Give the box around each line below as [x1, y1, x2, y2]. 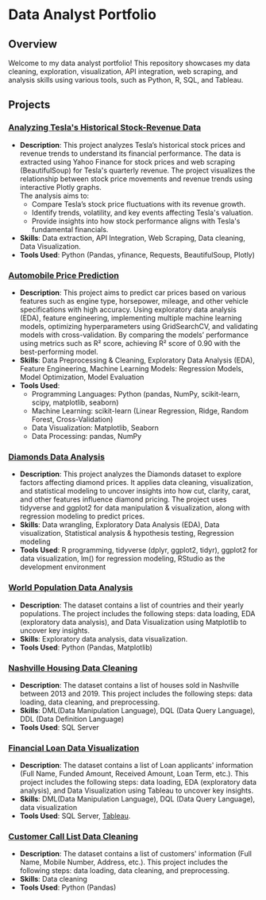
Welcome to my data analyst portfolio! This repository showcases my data [8, 58, 250, 68]
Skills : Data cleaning [19, 875, 87, 884]
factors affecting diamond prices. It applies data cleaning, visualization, [19, 478, 253, 487]
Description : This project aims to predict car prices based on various [19, 288, 246, 297]
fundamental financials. [31, 224, 109, 234]
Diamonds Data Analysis [8, 451, 106, 462]
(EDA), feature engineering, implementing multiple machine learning [19, 312, 242, 323]
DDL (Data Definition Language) [19, 714, 125, 723]
